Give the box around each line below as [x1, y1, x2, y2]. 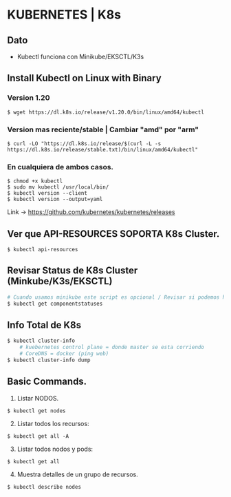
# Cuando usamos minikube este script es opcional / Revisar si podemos [7, 293, 220, 301]
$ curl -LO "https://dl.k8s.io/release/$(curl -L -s [7, 140, 162, 147]
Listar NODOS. [16, 394, 59, 402]
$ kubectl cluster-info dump [7, 357, 91, 364]
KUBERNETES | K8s [7, 7, 122, 23]
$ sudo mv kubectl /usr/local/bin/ [7, 184, 109, 191]
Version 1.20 [7, 93, 50, 103]
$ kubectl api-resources [7, 246, 78, 253]
